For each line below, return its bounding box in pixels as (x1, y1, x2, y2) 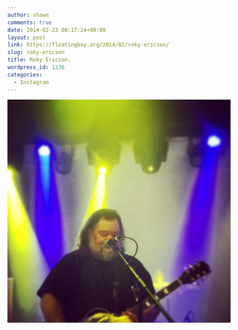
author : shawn (7, 11, 50, 18)
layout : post (7, 34, 46, 41)
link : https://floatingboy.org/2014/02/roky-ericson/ (7, 41, 170, 49)
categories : (7, 71, 42, 78)
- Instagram (13, 79, 50, 86)
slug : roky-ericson (7, 49, 65, 56)
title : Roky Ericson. (7, 57, 72, 64)
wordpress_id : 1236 (7, 64, 65, 71)
